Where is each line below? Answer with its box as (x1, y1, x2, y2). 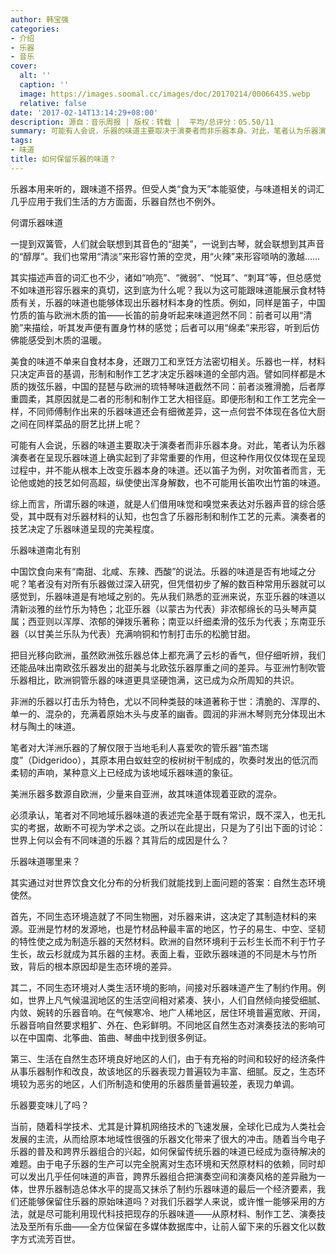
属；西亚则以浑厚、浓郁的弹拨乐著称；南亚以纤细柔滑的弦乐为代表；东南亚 (10, 615, 317, 627)
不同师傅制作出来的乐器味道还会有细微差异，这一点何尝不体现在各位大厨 (27, 405, 326, 417)
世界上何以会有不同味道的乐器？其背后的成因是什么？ (10, 834, 230, 846)
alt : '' (19, 71, 52, 81)
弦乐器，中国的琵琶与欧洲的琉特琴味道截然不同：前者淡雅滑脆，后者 (36, 380, 317, 392)
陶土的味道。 (27, 720, 81, 732)
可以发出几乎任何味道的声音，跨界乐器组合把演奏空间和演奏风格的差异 (10, 1170, 300, 1182)
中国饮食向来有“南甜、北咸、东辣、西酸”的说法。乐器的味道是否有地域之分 (10, 565, 317, 577)
